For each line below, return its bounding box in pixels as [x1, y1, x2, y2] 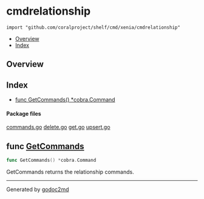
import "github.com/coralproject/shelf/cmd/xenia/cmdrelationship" [6, 24, 181, 30]
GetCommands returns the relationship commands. [6, 169, 135, 176]
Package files [6, 110, 41, 117]
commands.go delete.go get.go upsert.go [6, 124, 110, 131]
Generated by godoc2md [6, 186, 69, 193]
